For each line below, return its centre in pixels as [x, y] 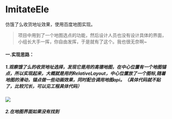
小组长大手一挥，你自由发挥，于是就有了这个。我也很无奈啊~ [82, 42]
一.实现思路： [20, 54]
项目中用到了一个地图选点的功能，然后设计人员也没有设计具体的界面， [92, 35]
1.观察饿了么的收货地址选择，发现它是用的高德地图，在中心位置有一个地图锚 [86, 67]
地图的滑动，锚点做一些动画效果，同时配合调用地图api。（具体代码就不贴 [83, 80]
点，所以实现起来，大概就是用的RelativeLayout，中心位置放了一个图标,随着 [85, 73]
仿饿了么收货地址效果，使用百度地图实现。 [50, 24]
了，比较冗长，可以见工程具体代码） [44, 86]
